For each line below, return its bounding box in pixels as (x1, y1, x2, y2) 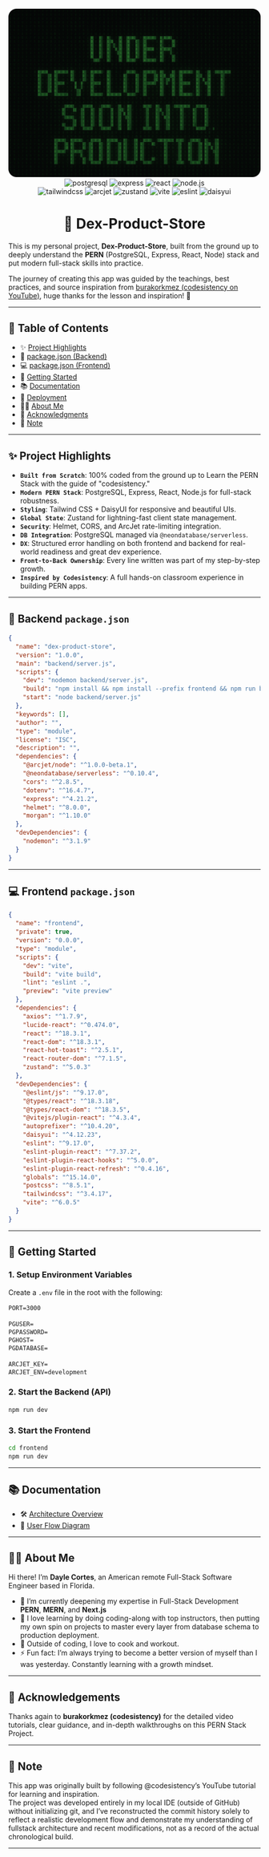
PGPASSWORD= (8, 1328, 48, 1336)
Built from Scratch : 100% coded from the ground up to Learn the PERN (19, 471, 259, 480)
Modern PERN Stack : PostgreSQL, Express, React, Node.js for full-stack (19, 488, 252, 497)
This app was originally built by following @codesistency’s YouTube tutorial (8, 1781, 256, 1790)
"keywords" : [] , (15, 710, 70, 718)
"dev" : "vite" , (22, 961, 74, 969)
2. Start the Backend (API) (8, 1386, 112, 1398)
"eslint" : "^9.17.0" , (22, 1139, 94, 1147)
